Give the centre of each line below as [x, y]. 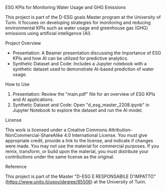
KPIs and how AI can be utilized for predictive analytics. [70, 58]
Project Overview [23, 43]
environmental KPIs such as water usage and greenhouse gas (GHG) [77, 28]
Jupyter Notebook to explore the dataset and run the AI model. [78, 110]
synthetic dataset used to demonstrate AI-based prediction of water [83, 69]
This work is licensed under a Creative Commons [56, 130]
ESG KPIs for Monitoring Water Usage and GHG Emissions [66, 7]
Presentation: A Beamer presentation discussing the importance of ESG [87, 53]
